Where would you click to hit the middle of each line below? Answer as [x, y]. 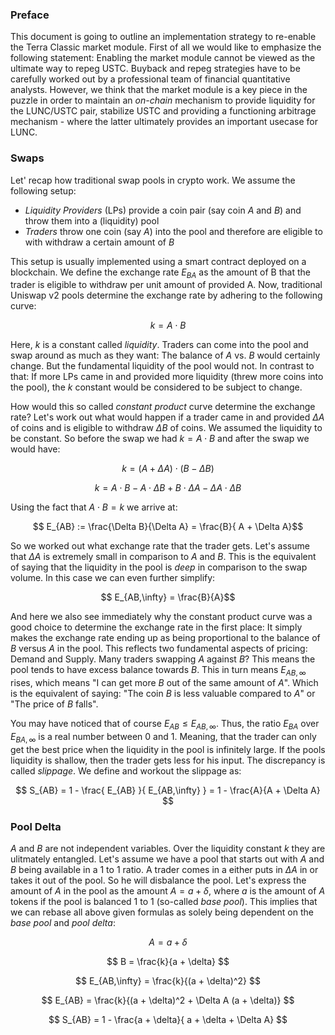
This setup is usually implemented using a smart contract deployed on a [158, 261]
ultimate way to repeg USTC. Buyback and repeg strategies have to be [155, 69]
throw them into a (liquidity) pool [92, 220]
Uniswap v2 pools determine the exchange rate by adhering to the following [166, 295]
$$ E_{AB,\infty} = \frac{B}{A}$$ [168, 597]
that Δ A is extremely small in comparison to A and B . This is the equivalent [163, 557]
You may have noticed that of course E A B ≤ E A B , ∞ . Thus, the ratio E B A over [165, 725]
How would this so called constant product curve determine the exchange [163, 407]
